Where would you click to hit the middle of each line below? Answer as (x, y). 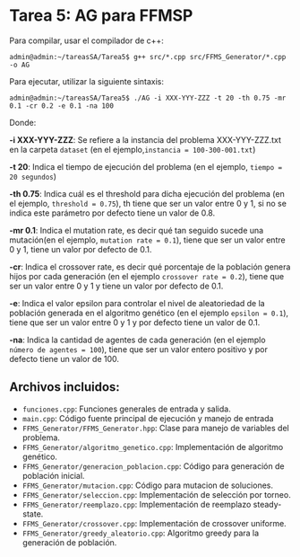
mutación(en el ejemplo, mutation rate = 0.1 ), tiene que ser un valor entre (147, 240)
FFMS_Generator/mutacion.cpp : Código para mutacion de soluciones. (148, 485)
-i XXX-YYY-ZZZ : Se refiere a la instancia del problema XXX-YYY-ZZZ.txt (146, 139)
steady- (267, 504)
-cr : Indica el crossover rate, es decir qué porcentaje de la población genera (150, 267)
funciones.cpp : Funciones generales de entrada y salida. (126, 409)
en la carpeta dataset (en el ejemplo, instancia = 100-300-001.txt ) (133, 149)
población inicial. (53, 475)
